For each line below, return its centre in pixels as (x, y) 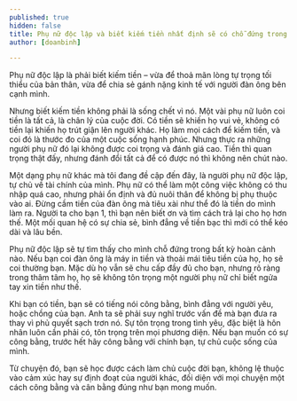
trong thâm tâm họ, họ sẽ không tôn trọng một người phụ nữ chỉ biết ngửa (143, 278)
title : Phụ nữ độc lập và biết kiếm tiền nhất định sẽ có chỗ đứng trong (148, 34)
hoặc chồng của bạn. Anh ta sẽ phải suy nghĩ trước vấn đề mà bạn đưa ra (143, 314)
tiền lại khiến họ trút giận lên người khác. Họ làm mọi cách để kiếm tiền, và (145, 130)
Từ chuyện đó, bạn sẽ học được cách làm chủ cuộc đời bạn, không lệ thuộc (147, 368)
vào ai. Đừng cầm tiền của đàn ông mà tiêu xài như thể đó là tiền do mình (143, 204)
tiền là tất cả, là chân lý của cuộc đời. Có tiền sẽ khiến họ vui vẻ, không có (145, 121)
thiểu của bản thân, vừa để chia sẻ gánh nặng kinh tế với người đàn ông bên (148, 84)
